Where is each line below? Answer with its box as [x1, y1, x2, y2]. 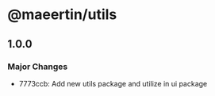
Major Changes [7, 61, 68, 72]
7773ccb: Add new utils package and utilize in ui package [18, 79, 208, 88]
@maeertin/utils [7, 6, 117, 24]
